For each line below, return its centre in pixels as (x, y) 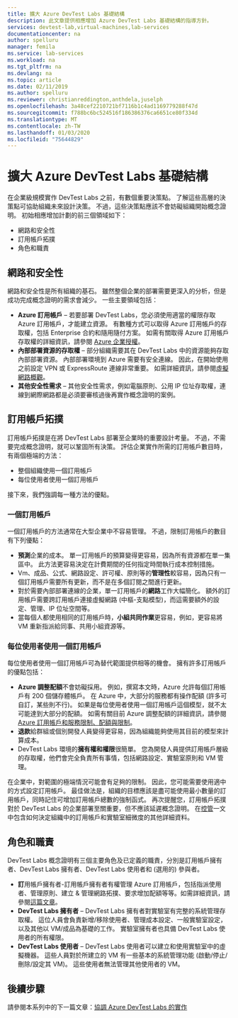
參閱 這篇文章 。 (39, 902)
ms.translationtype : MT (42, 119)
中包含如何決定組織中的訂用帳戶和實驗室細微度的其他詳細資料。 (100, 817)
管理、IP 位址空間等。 (62, 609)
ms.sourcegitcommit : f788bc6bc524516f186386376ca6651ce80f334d (103, 113)
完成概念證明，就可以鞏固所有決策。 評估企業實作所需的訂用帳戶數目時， (120, 446)
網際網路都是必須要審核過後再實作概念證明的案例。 (104, 395)
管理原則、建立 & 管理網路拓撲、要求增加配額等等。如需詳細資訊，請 (130, 893)
